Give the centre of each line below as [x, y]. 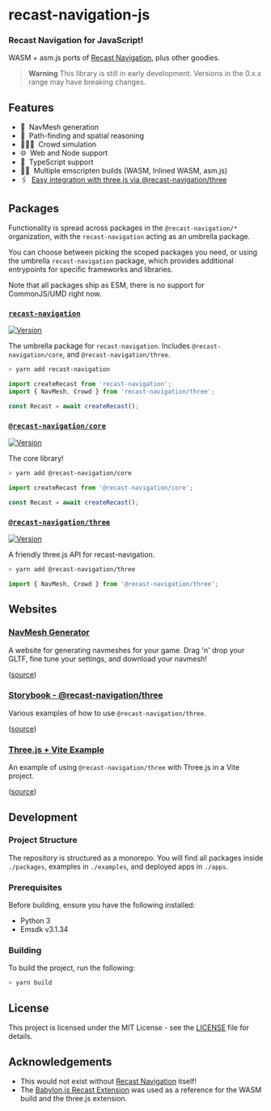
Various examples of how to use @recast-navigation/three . [107, 713]
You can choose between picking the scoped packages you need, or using [133, 252]
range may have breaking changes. [87, 82]
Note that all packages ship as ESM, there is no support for [106, 285]
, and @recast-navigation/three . [116, 355]
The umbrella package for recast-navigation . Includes [99, 346]
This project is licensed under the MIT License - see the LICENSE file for [129, 1028]
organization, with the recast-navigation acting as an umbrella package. [129, 237]
